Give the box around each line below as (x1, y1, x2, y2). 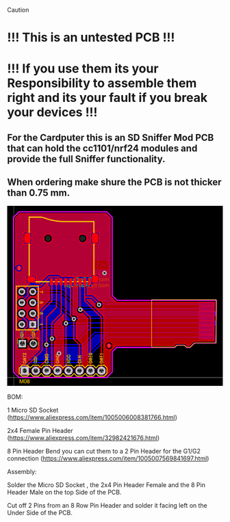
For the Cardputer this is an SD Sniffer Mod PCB (7, 131, 214, 143)
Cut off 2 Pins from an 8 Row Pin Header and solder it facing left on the (7, 501, 207, 510)
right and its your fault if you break (7, 90, 207, 105)
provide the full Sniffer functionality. (7, 153, 166, 165)
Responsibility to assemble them (7, 75, 197, 91)
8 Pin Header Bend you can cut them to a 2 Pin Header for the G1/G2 (7, 447, 201, 456)
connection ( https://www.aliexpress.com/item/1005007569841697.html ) (7, 454, 209, 462)
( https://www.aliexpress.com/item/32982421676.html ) (7, 434, 160, 442)
